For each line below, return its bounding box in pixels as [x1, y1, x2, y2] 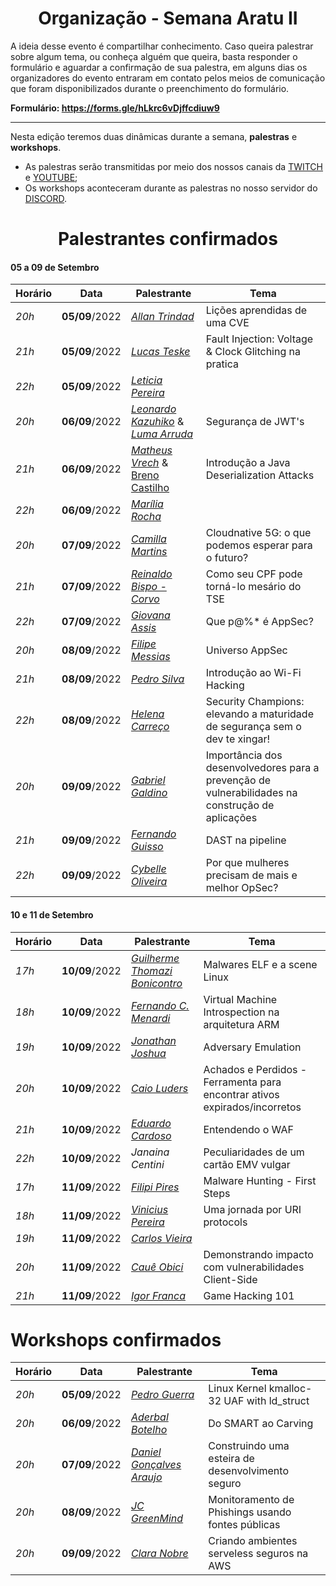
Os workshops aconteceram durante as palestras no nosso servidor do [24, 182, 318, 194]
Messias [130, 650, 171, 664]
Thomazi [130, 963, 173, 977]
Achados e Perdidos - [203, 1062, 308, 1076]
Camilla [130, 532, 167, 546]
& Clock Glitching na [205, 345, 301, 359]
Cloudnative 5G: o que [205, 526, 312, 540]
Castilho [130, 481, 170, 495]
